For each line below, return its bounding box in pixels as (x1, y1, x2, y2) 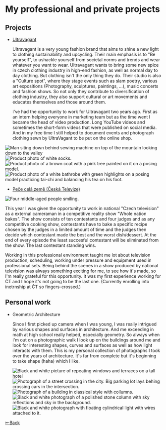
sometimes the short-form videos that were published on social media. (12, 124, 157, 130)
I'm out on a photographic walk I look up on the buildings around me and (12, 337, 161, 343)
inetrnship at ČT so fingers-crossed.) (5, 284, 81, 290)
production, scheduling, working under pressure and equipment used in (5, 257, 152, 263)
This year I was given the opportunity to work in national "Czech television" (5, 206, 159, 211)
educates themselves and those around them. (12, 99, 107, 105)
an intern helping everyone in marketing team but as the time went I (12, 114, 150, 120)
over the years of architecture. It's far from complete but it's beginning (12, 352, 157, 359)
